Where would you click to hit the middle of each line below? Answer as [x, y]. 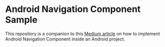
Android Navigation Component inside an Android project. [65, 39]
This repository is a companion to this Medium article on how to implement [82, 33]
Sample [21, 20]
